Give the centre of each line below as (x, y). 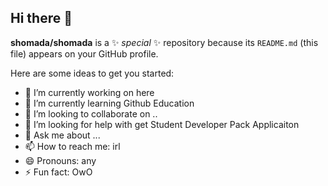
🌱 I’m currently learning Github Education (109, 103)
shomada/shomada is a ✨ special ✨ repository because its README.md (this (164, 42)
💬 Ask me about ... (62, 135)
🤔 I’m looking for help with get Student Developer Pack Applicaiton (162, 124)
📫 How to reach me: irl (72, 146)
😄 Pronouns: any (60, 160)
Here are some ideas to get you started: (92, 73)
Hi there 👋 (41, 18)
